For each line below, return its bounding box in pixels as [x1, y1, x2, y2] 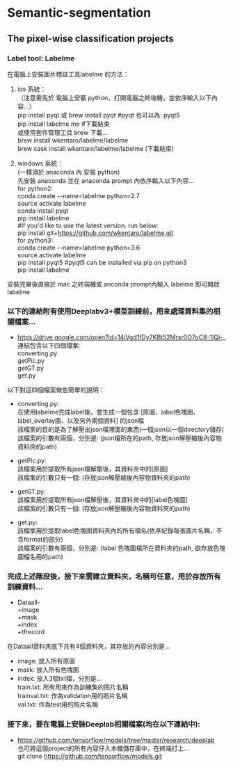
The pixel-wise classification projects [7, 33, 174, 45]
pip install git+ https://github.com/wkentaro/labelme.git [17, 228, 174, 237]
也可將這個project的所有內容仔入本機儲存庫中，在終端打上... [17, 744, 190, 752]
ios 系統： [17, 85, 47, 93]
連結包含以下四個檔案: [17, 341, 81, 350]
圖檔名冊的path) [17, 553, 64, 561]
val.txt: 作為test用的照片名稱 [17, 700, 99, 709]
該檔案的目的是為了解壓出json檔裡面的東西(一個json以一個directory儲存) [17, 426, 225, 434]
